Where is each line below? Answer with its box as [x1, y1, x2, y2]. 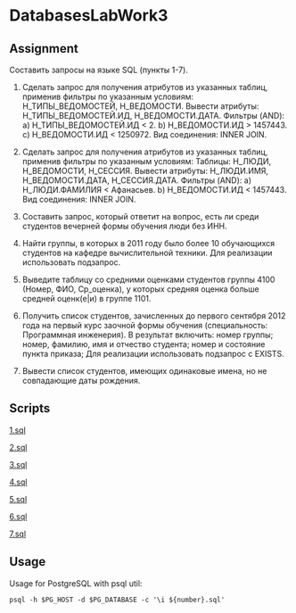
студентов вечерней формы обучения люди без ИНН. [21, 220, 227, 231]
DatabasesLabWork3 [9, 5, 169, 26]
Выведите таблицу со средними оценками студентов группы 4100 [21, 274, 275, 285]
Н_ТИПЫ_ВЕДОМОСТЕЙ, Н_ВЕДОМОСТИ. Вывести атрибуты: [21, 101, 259, 112]
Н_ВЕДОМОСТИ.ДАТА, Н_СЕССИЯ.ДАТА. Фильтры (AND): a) [21, 175, 252, 186]
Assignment [9, 41, 78, 56]
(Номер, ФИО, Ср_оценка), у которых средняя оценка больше [21, 284, 260, 294]
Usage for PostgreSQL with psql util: [9, 577, 143, 589]
